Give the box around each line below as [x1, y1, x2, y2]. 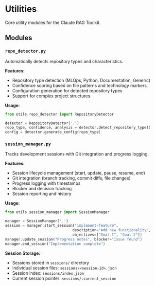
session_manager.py [5, 141, 51, 147]
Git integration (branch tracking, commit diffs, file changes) [12, 175, 131, 181]
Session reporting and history [12, 191, 72, 197]
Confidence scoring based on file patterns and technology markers [12, 82, 147, 88]
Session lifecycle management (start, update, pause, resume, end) [12, 170, 146, 176]
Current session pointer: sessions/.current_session [12, 275, 117, 281]
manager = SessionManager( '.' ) [5, 219, 69, 223]
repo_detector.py [5, 48, 46, 54]
